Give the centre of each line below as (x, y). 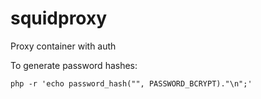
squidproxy (59, 18)
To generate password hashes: (74, 65)
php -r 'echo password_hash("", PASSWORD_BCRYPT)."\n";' (131, 83)
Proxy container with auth (63, 46)
